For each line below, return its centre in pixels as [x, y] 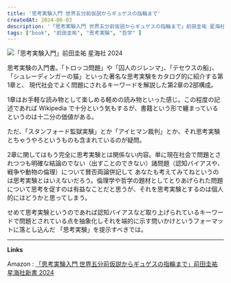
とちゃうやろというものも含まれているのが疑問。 [76, 140]
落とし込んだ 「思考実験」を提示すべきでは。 [83, 230]
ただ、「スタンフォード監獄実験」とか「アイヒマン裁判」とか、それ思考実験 [114, 132]
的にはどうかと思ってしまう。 [49, 198]
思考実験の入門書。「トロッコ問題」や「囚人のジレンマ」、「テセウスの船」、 [112, 68]
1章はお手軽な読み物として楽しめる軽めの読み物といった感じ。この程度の [111, 100]
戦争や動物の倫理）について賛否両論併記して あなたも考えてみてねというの [113, 172]
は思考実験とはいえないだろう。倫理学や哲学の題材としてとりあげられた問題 [115, 180]
